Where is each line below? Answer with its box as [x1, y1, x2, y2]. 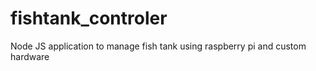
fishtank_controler [10, 7, 168, 30]
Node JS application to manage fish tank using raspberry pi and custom [10, 40, 307, 52]
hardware [10, 50, 50, 62]
